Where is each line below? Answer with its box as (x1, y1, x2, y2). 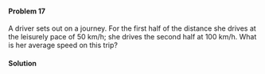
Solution (8, 58, 37, 68)
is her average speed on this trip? (8, 40, 118, 50)
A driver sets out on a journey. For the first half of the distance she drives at (8, 24, 256, 33)
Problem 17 (8, 6, 46, 16)
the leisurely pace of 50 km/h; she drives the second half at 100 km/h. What (8, 32, 257, 42)
